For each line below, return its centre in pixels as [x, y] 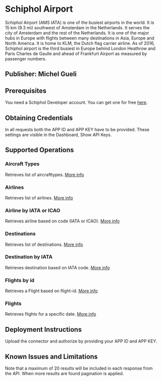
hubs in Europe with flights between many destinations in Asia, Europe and [80, 38]
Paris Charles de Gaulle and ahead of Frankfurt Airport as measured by [76, 53]
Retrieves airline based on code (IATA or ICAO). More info [62, 221]
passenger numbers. [26, 59]
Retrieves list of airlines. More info [39, 198]
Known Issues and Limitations [51, 356]
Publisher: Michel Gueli [41, 74]
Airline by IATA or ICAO [33, 210]
